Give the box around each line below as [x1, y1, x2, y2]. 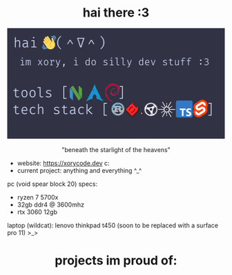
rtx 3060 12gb [17, 207, 57, 216]
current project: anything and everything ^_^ [17, 166, 142, 174]
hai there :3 [82, 5, 150, 21]
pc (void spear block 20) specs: [7, 180, 98, 188]
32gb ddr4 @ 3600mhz [17, 200, 85, 209]
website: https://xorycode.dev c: [17, 159, 110, 167]
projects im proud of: [55, 253, 177, 269]
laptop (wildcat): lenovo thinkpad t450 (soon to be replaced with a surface [7, 221, 219, 229]
